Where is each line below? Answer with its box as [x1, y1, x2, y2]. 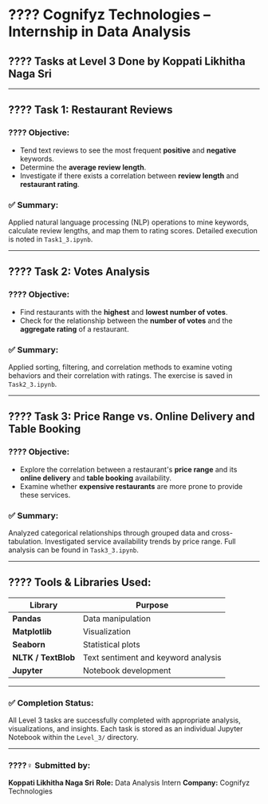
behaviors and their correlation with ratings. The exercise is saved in [8, 370, 233, 380]
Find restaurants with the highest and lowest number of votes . [19, 307, 228, 316]
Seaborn [12, 639, 45, 650]
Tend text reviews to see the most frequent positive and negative [19, 145, 237, 155]
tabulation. [8, 536, 44, 546]
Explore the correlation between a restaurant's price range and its [19, 464, 238, 474]
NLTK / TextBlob [12, 651, 76, 663]
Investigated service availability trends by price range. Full [45, 536, 236, 546]
